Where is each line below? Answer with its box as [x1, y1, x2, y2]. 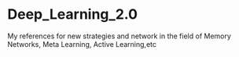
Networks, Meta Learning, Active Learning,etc [7, 39, 156, 48]
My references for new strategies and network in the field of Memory [7, 31, 231, 41]
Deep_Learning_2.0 [7, 5, 138, 23]
